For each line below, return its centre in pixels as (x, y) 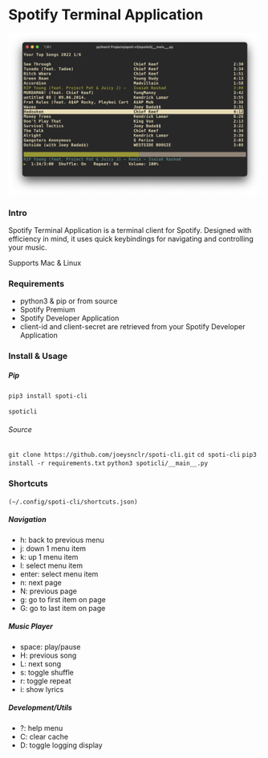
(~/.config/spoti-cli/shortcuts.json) (73, 502)
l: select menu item (51, 565)
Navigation (27, 520)
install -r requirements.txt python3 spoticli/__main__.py (108, 463)
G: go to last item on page (63, 608)
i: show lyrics (42, 689)
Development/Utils (40, 707)
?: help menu (41, 727)
